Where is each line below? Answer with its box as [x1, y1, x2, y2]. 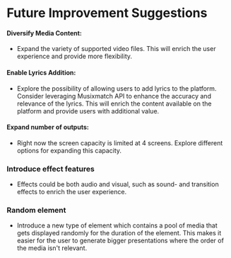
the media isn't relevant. [16, 244, 88, 252]
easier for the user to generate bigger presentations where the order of [16, 236, 224, 245]
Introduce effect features [6, 164, 95, 174]
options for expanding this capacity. [16, 146, 122, 155]
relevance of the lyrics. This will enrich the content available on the [16, 99, 212, 108]
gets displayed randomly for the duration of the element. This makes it [16, 229, 222, 237]
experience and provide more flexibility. [16, 52, 132, 61]
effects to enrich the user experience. [16, 188, 127, 196]
